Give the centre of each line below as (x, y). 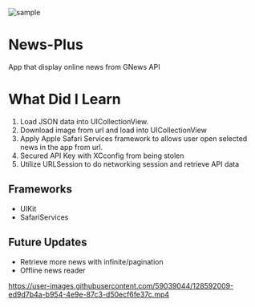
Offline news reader (53, 270)
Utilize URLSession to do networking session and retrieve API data (130, 164)
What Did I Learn (65, 99)
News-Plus (46, 45)
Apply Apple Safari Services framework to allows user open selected (134, 138)
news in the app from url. (61, 147)
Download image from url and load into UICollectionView (113, 130)
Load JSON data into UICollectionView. (84, 121)
